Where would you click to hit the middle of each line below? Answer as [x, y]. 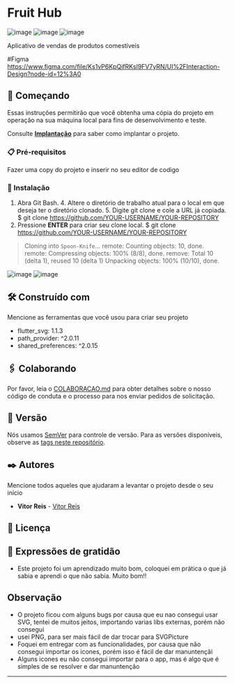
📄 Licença [29, 528]
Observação [34, 598]
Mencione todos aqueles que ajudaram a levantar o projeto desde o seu [110, 485]
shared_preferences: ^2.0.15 [57, 345]
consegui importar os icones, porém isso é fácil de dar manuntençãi [115, 651]
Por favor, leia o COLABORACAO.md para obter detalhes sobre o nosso [109, 389]
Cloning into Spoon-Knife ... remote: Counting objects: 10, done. [114, 246]
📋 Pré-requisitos [37, 152]
